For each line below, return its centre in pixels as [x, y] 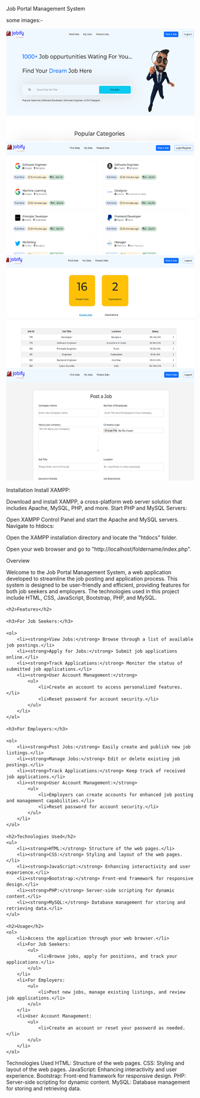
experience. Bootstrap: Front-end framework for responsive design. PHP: [96, 1076]
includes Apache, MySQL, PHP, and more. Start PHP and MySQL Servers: [96, 508]
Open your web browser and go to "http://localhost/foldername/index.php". [99, 549]
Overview [18, 561]
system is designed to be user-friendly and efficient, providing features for [98, 585]
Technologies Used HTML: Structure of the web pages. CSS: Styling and [96, 1063]
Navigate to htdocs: [30, 526]
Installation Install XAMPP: [38, 490]
